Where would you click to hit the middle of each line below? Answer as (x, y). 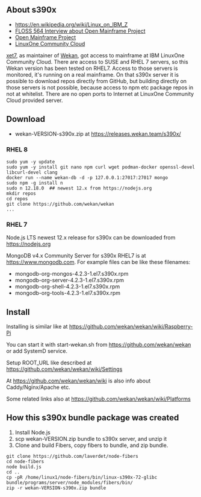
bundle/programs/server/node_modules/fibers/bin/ (70, 483)
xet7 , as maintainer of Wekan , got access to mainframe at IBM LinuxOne (95, 55)
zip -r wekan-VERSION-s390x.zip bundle (56, 488)
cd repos (17, 198)
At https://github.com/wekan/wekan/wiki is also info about (79, 381)
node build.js (24, 467)
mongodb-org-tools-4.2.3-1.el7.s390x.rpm (68, 293)
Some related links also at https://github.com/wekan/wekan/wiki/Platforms (98, 399)
